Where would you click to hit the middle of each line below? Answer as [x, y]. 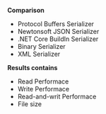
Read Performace [43, 81]
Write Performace [43, 89]
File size [30, 104]
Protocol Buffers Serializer [55, 24]
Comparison [26, 10]
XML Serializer [39, 54]
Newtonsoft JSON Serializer [58, 32]
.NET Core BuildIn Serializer [58, 39]
